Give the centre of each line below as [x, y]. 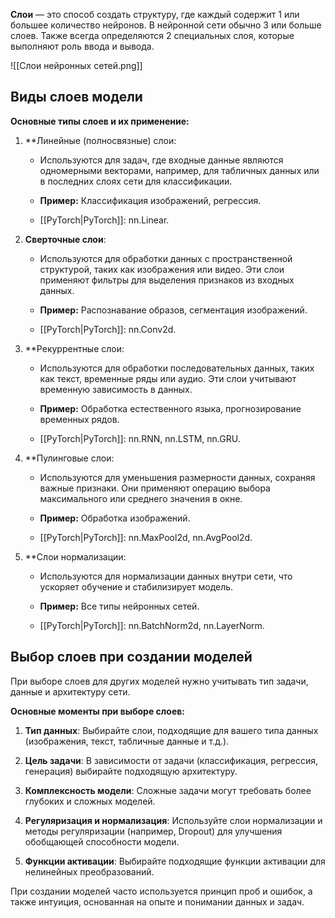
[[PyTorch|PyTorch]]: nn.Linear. [104, 220]
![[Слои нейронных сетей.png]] [76, 65]
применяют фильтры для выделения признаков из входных [167, 280]
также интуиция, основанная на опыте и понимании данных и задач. [157, 901]
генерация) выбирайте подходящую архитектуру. [131, 771]
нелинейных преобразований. [89, 871]
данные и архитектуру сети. [70, 691]
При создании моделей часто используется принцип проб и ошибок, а [161, 891]
